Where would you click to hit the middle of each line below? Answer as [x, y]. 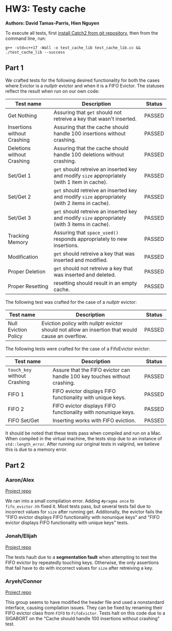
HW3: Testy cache [46, 9]
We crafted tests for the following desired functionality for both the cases [82, 80]
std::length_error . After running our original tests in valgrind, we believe [82, 444]
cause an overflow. [64, 336]
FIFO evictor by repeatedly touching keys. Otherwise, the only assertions [82, 562]
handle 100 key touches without [91, 376]
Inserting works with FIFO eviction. [94, 420]
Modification [23, 257]
